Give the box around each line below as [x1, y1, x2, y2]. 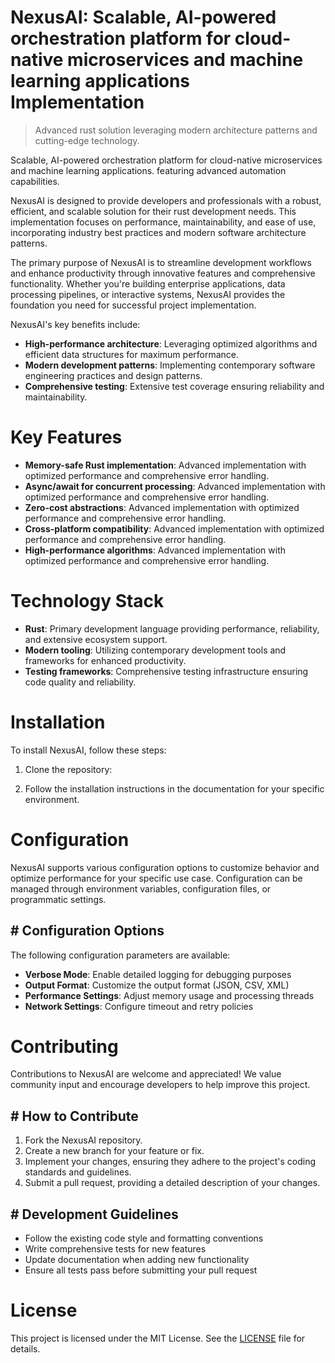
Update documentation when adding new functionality [24, 1254, 250, 1266]
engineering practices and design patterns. [24, 369, 203, 381]
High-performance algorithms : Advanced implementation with [24, 544, 287, 556]
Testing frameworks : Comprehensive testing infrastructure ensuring [24, 665, 309, 677]
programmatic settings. [10, 893, 107, 905]
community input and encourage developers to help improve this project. [10, 1079, 311, 1091]
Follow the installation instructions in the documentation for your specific [24, 782, 325, 795]
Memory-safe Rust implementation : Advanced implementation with [24, 459, 307, 471]
